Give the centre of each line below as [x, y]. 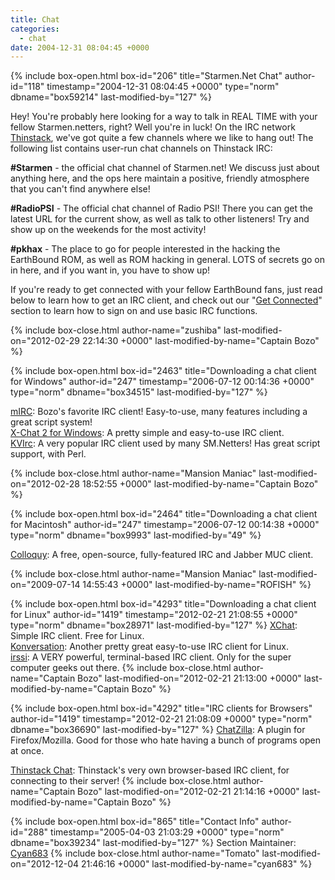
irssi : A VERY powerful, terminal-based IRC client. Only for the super [151, 657]
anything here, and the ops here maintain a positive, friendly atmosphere [160, 178]
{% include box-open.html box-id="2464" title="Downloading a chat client [164, 514]
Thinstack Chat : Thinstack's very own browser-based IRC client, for [150, 770]
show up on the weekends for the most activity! [108, 230]
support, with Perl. [48, 454]
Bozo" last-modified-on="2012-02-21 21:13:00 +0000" [189, 678]
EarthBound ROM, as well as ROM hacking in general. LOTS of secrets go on [167, 260]
